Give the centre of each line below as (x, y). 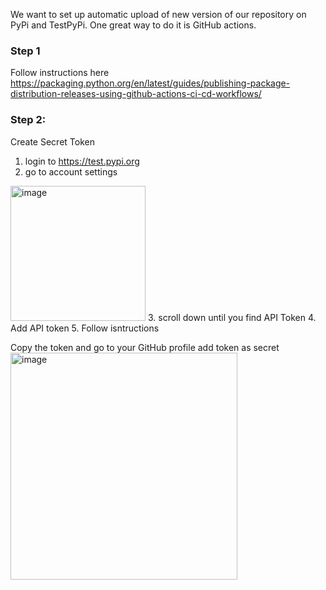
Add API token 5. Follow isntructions (85, 328)
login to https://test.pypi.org (82, 161)
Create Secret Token (52, 141)
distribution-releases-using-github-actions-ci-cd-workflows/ (136, 94)
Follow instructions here (60, 73)
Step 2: (28, 120)
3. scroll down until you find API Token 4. (232, 317)
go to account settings (71, 171)
